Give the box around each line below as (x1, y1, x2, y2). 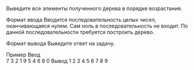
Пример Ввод (6, 51, 41, 58)
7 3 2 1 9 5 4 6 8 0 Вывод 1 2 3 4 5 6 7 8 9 (6, 58, 108, 64)
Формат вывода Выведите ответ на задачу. (6, 40, 115, 47)
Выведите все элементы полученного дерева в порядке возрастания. (6, 5, 182, 12)
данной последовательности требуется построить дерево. (6, 29, 155, 36)
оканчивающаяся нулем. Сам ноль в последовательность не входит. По (6, 23, 188, 29)
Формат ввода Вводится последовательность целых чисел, (6, 16, 157, 23)
